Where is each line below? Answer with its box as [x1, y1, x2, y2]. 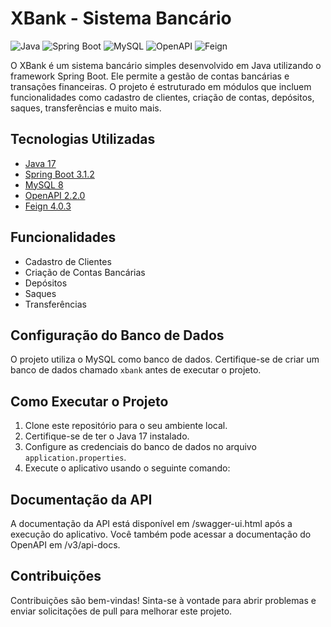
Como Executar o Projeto [10, 393, 169, 410]
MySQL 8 [24, 178, 64, 191]
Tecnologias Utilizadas [10, 131, 156, 148]
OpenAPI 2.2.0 [24, 189, 86, 201]
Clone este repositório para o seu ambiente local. [24, 420, 228, 432]
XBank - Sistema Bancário [10, 7, 232, 30]
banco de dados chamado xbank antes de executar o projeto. [10, 364, 262, 376]
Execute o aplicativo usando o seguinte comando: [24, 462, 231, 474]
